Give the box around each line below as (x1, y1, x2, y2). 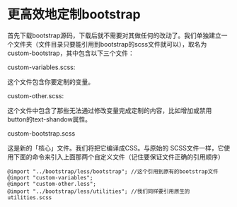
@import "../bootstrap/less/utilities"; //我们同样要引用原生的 (7, 188, 190, 195)
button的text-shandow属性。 (7, 114, 92, 124)
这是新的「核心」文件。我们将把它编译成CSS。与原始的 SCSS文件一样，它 (7, 143, 224, 152)
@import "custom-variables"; (7, 174, 93, 181)
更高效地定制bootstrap (7, 6, 141, 23)
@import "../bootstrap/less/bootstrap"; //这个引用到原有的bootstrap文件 (7, 167, 219, 175)
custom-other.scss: (7, 91, 64, 100)
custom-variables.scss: (7, 63, 76, 71)
